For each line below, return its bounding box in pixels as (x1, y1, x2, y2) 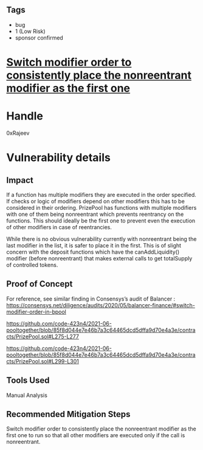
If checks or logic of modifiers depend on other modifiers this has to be (6, 198, 185, 205)
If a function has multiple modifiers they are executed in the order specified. (6, 191, 196, 198)
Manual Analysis (6, 391, 47, 399)
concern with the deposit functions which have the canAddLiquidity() (6, 248, 180, 255)
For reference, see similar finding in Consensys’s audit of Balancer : (6, 295, 176, 302)
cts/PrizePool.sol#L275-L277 (6, 332, 79, 340)
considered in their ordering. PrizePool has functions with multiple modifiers (6, 204, 197, 211)
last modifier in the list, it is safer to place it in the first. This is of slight (6, 241, 181, 249)
